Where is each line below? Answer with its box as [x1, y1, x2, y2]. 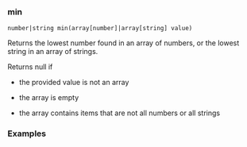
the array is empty [18, 93, 79, 103]
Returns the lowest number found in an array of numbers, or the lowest [7, 38, 240, 48]
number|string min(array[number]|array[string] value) [7, 25, 193, 33]
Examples [7, 128, 47, 139]
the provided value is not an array [18, 78, 129, 87]
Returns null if [7, 62, 53, 72]
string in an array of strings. [7, 47, 98, 56]
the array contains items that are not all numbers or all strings [18, 108, 220, 118]
